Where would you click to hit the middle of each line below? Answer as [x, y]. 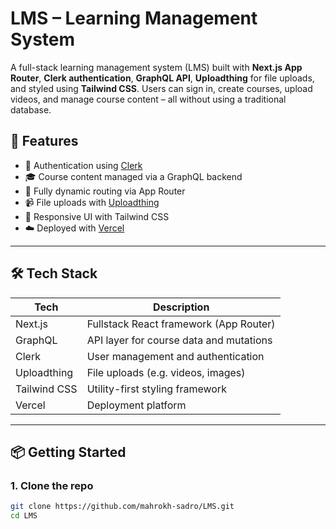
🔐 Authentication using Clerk [83, 165]
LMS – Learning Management [134, 18]
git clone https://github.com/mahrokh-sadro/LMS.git [122, 507]
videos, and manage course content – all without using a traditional [148, 99]
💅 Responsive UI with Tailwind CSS [97, 216]
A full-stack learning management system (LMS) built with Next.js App [156, 67]
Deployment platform [136, 405]
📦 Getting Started [68, 452]
